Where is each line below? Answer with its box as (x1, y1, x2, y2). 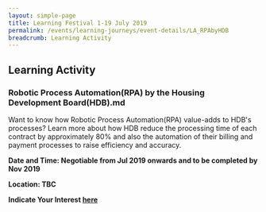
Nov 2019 (8, 164, 41, 173)
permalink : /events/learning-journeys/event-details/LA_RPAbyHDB (8, 26, 229, 34)
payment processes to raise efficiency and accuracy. (8, 140, 182, 149)
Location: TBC (8, 179, 57, 189)
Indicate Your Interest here (8, 195, 98, 204)
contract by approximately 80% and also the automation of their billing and (8, 132, 253, 141)
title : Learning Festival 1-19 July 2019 (8, 19, 148, 27)
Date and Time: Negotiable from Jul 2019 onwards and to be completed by (8, 156, 258, 165)
